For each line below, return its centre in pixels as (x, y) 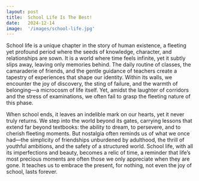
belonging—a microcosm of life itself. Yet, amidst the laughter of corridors (97, 90)
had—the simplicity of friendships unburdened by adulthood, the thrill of (95, 140)
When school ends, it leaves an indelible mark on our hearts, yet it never (95, 114)
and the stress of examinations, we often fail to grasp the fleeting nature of (98, 96)
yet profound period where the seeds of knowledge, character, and (89, 52)
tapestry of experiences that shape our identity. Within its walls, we (89, 77)
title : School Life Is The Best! (49, 17)
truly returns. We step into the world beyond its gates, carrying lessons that (99, 121)
